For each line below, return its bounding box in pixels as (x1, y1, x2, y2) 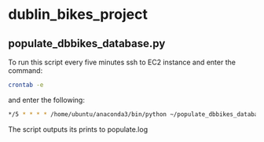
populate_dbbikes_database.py (8, 37, 166, 50)
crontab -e (8, 81, 44, 89)
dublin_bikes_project (8, 5, 148, 24)
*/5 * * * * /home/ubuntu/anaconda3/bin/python (8, 110, 167, 118)
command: (8, 66, 43, 75)
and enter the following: (8, 95, 85, 104)
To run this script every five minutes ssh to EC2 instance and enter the (8, 57, 236, 67)
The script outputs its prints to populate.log (8, 124, 148, 134)
